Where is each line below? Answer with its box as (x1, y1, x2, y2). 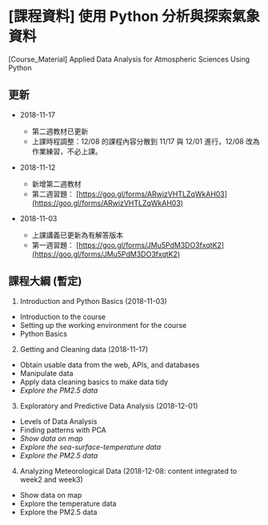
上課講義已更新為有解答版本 (31, 230, 124, 240)
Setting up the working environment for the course (19, 320, 187, 329)
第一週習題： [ (31, 240, 79, 249)
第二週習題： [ (31, 189, 79, 199)
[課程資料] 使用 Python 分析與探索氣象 (8, 7, 260, 26)
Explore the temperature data (19, 499, 117, 508)
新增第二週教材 (31, 179, 82, 188)
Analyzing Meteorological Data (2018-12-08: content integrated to (19, 466, 238, 475)
